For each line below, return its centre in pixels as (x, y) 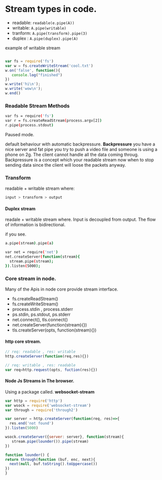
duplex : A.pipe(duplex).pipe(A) (45, 38)
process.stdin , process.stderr (43, 309)
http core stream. (23, 341)
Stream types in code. (51, 9)
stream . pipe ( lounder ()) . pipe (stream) (50, 441)
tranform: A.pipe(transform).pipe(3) (50, 33)
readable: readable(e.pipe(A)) (43, 23)
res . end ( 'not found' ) (32, 423)
